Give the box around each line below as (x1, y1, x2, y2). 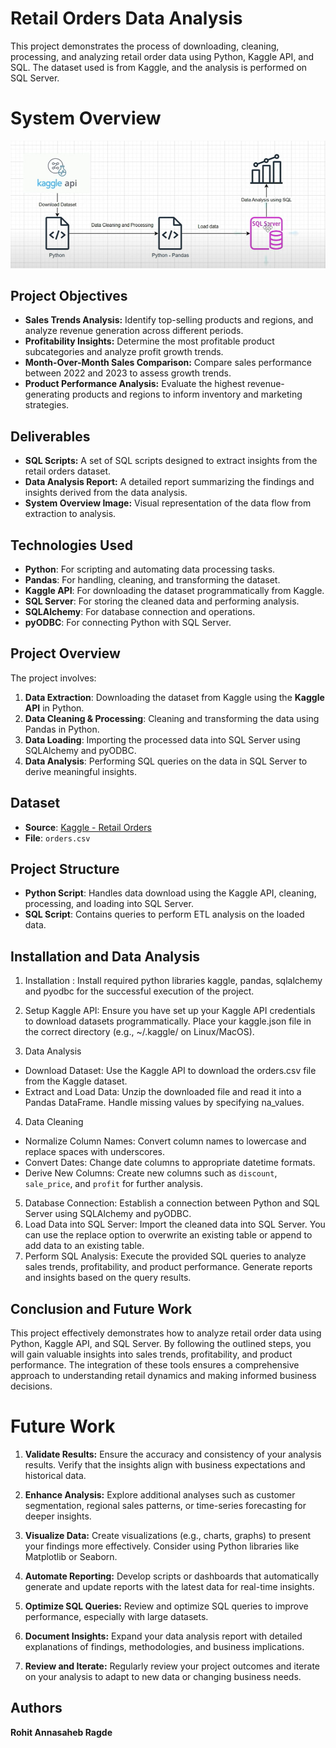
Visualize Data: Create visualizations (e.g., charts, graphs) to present (24, 1530, 312, 1542)
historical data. (24, 1470, 87, 1482)
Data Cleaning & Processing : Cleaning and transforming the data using (24, 712, 320, 724)
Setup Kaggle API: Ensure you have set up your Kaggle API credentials (24, 1005, 316, 1017)
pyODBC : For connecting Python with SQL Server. (24, 617, 232, 629)
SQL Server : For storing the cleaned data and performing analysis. (24, 595, 300, 607)
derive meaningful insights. (24, 765, 137, 777)
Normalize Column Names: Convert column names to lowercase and (24, 1135, 307, 1147)
